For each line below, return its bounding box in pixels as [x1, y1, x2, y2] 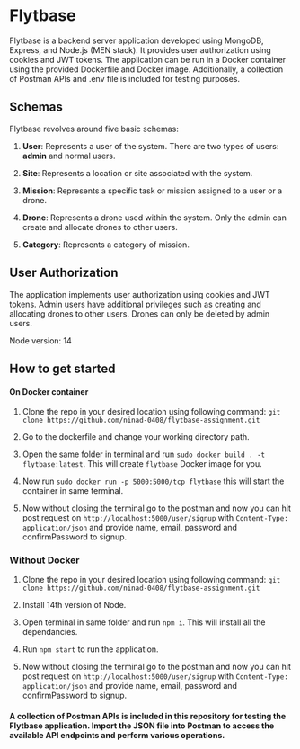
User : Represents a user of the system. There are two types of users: [22, 140, 279, 151]
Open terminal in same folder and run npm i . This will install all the [22, 617, 267, 628]
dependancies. [22, 627, 78, 638]
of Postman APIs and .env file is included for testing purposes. [9, 73, 241, 84]
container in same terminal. [22, 486, 124, 496]
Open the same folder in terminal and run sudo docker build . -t [22, 449, 266, 459]
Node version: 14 [9, 334, 72, 346]
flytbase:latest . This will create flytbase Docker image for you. [22, 459, 262, 469]
